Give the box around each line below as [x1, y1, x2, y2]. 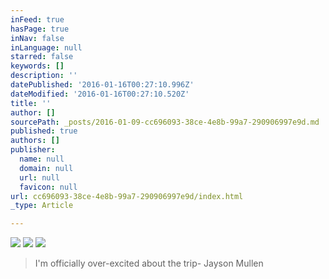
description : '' [10, 71, 78, 81]
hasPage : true [10, 24, 70, 34]
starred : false [10, 52, 74, 62]
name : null [19, 154, 65, 164]
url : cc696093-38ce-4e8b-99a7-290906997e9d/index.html [10, 191, 244, 201]
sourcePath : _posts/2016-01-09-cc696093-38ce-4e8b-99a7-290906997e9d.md [10, 117, 320, 127]
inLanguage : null [10, 42, 83, 53]
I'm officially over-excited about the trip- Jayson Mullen [34, 257, 264, 270]
